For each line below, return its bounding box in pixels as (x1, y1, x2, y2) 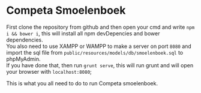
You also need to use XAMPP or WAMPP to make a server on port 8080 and (6, 43, 192, 50)
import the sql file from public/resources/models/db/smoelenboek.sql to (6, 49, 184, 56)
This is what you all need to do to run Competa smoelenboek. (6, 79, 158, 87)
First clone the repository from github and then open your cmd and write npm (6, 23, 195, 31)
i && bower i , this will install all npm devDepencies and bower (6, 29, 160, 37)
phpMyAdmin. (6, 55, 41, 62)
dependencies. (6, 36, 43, 43)
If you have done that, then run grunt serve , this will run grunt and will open (6, 61, 194, 69)
